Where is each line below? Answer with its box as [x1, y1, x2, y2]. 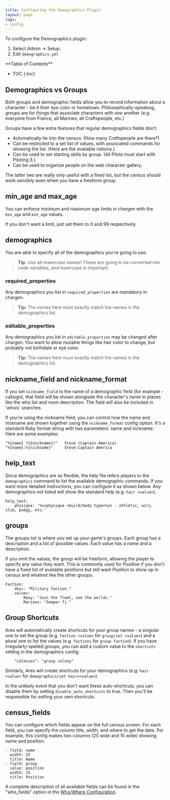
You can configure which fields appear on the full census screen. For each [5, 722, 161, 728]
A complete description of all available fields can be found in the [5, 784, 140, 790]
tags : [5, 17, 17, 22]
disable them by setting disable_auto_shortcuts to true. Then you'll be [5, 688, 153, 694]
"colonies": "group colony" [14, 658, 74, 663]
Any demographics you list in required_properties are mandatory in [5, 289, 147, 295]
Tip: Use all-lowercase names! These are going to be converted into [17, 259, 161, 265]
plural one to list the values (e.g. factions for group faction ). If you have [5, 638, 157, 644]
